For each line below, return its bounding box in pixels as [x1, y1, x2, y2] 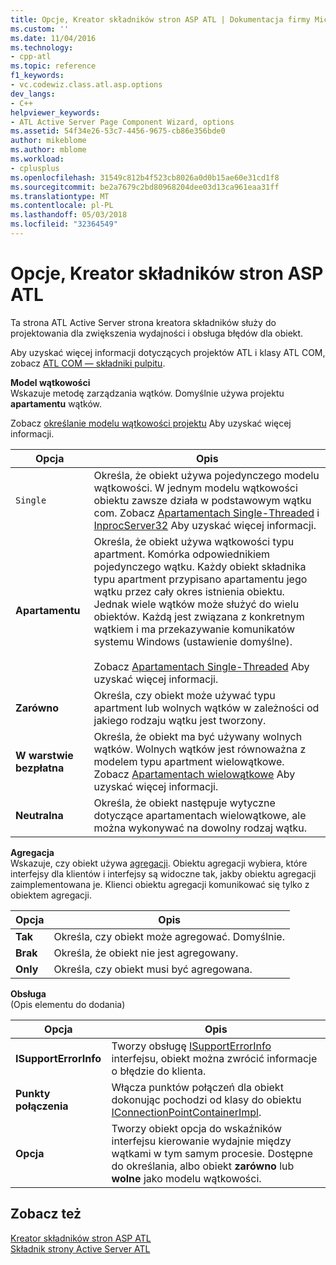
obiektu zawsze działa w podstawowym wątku [93, 493, 312, 507]
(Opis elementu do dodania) [10, 998, 126, 1010]
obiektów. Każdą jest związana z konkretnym [93, 609, 305, 623]
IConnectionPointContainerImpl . [111, 1105, 262, 1119]
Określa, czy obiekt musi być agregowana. [53, 962, 253, 976]
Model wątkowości [10, 376, 91, 388]
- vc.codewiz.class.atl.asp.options [10, 80, 163, 90]
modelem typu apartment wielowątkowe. [93, 754, 285, 768]
